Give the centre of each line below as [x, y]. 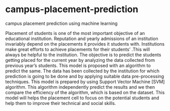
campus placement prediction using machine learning [61, 23]
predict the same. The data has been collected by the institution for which [82, 71]
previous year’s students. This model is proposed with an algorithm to [78, 65]
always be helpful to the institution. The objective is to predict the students [83, 55]
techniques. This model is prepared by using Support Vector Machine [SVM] [85, 82]
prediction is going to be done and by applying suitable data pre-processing [85, 76]
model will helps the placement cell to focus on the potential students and [82, 98]
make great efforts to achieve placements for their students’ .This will [78, 49]
